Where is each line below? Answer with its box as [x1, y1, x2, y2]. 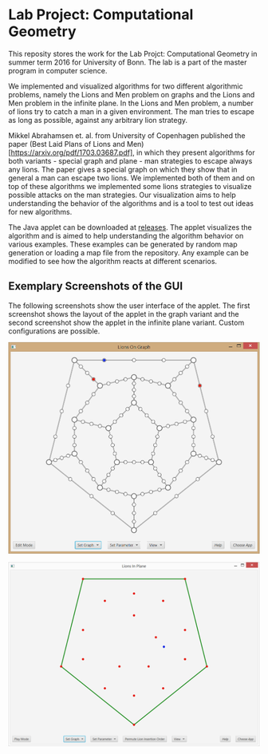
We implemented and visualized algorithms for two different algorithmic [8, 81, 243, 91]
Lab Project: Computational [8, 6, 194, 24]
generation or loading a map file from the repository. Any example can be [8, 247, 249, 257]
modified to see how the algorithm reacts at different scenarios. [8, 256, 218, 266]
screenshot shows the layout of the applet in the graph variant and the [8, 309, 239, 318]
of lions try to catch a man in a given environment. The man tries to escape [8, 106, 255, 116]
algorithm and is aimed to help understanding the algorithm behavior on [8, 231, 244, 240]
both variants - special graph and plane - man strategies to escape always [8, 156, 253, 165]
